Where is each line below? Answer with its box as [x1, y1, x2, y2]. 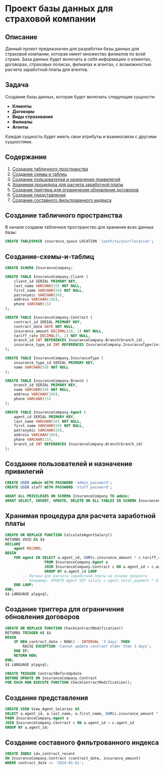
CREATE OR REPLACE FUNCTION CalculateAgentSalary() [5, 532, 112, 537]
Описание [5, 33, 38, 41]
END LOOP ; [14, 583, 34, 587]
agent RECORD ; [14, 546, 42, 551]
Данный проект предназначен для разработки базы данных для [5, 46, 140, 51]
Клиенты [12, 103, 32, 109]
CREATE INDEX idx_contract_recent [5, 751, 76, 756]
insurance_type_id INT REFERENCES [14, 342, 84, 348]
